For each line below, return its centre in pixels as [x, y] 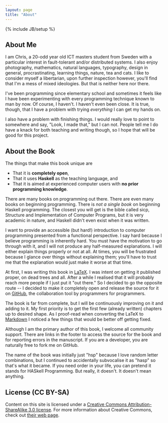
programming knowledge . [40, 189]
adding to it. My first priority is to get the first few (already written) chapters [83, 309]
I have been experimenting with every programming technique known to [80, 99]
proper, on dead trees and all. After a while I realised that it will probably [80, 277]
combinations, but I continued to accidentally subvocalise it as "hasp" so [80, 360]
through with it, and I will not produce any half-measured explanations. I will [84, 246]
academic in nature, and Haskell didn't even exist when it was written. [77, 220]
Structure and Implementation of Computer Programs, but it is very [74, 215]
